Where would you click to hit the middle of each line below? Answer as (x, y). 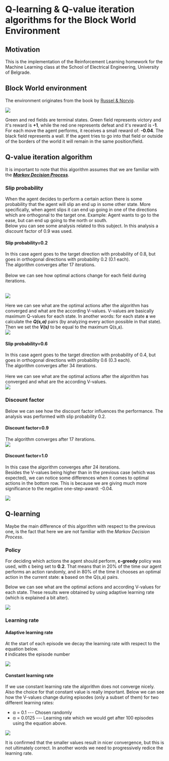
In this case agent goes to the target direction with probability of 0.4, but (80, 355)
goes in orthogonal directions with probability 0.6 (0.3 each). (68, 360)
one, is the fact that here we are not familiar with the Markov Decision (78, 531)
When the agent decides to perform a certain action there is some (74, 199)
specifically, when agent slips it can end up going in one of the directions (81, 209)
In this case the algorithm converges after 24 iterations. (63, 467)
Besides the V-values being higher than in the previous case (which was (80, 473)
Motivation (23, 49)
